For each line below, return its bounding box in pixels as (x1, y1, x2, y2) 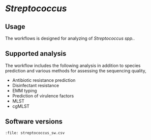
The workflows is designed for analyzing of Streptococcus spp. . (5, 35, 135, 41)
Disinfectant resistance (12, 82, 59, 88)
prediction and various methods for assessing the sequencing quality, (5, 68, 147, 73)
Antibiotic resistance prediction (12, 77, 76, 83)
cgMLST (12, 103, 30, 109)
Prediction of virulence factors (12, 93, 74, 98)
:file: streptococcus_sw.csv (5, 130, 65, 135)
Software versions (5, 117, 63, 126)
